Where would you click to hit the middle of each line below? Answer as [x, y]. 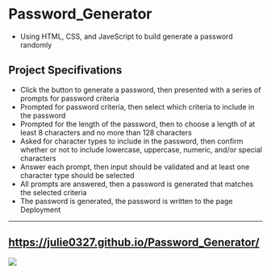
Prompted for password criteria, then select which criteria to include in [137, 106]
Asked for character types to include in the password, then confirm [131, 141]
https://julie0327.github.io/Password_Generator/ [134, 243]
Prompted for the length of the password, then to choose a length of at [138, 124]
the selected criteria [53, 192]
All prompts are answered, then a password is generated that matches [137, 184]
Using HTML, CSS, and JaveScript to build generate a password [126, 36]
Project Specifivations [65, 71]
